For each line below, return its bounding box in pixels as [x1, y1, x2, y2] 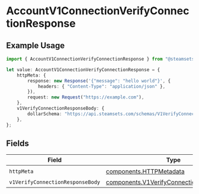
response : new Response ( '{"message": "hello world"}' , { [27, 78, 171, 84]
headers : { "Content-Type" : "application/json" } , [37, 83, 166, 90]
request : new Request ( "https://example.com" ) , [27, 94, 145, 100]
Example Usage [6, 40, 65, 50]
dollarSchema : [27, 111, 62, 117]
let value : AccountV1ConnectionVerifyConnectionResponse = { [6, 66, 161, 72]
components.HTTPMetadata [105, 167, 185, 176]
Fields [6, 138, 30, 148]
